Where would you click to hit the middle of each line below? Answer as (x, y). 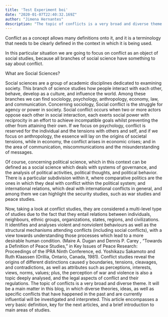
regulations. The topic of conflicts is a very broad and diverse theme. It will (82, 283)
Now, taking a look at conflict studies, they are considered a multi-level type (83, 209)
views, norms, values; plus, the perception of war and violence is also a (79, 273)
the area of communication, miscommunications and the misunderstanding (82, 147)
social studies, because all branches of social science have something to (80, 59)
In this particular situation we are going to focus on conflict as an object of (82, 53)
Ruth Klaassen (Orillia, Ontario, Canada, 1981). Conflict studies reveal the (80, 257)
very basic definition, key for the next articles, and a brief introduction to (80, 305)
